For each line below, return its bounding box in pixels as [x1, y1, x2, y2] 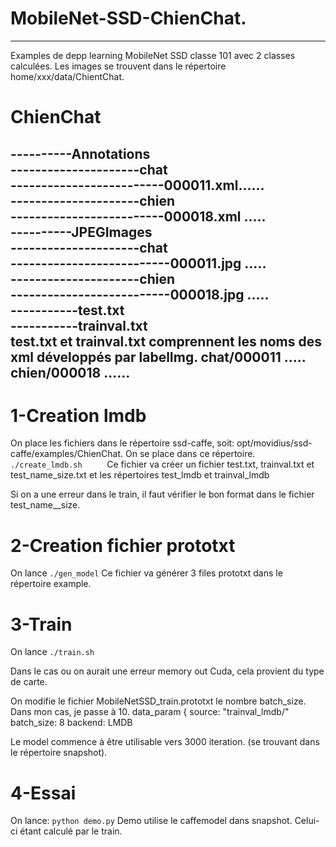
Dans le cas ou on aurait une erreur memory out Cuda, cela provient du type [10, 665, 325, 677]
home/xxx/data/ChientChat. [10, 70, 125, 82]
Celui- [294, 815, 320, 827]
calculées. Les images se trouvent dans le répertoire [10, 60, 227, 72]
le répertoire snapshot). [10, 747, 108, 759]
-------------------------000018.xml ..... [10, 208, 267, 225]
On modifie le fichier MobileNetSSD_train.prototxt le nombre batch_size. [10, 695, 307, 707]
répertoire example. [10, 578, 92, 590]
